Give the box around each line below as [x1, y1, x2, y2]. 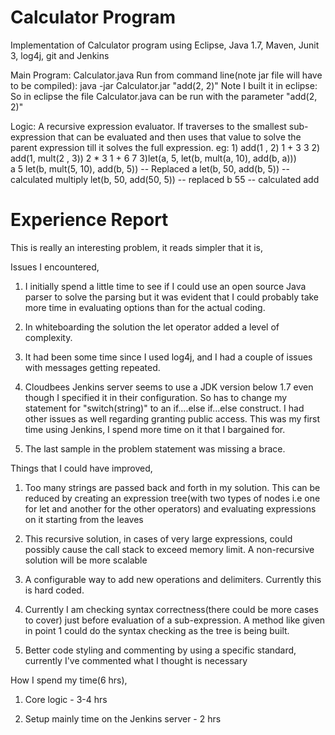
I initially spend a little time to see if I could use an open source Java [24, 280, 307, 292]
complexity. [24, 331, 73, 343]
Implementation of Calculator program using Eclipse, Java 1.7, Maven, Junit [10, 39, 320, 51]
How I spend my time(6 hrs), [10, 674, 128, 686]
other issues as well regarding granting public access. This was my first [24, 412, 321, 425]
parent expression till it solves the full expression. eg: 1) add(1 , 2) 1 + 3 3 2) [10, 141, 321, 153]
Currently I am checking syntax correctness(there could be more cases [24, 603, 319, 615]
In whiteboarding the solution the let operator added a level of [24, 321, 280, 333]
